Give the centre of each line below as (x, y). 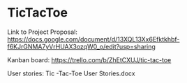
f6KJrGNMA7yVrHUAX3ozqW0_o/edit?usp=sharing (81, 46)
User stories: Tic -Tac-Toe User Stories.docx (71, 73)
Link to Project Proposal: (43, 32)
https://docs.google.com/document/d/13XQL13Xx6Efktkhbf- (93, 39)
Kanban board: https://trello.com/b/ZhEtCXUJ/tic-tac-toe (89, 59)
